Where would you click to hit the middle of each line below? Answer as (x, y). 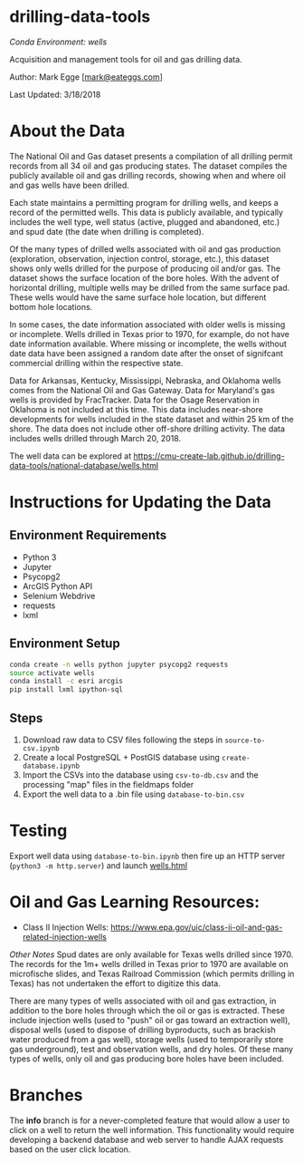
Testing (38, 831)
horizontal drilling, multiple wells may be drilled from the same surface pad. (150, 287)
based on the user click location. (70, 1149)
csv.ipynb (41, 749)
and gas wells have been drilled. (69, 185)
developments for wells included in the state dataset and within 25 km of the (151, 419)
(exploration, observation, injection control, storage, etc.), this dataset (139, 258)
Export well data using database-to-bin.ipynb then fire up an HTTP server (147, 856)
